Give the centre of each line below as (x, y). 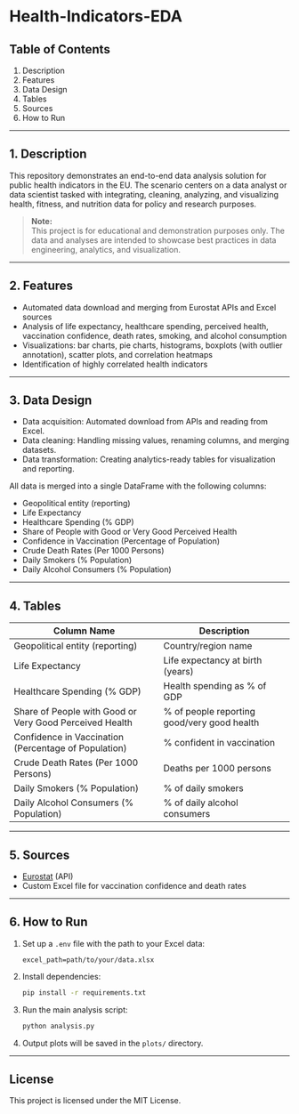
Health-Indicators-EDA (96, 16)
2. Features (41, 286)
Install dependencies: (61, 976)
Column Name (84, 631)
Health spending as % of (215, 686)
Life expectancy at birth (213, 660)
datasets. (39, 450)
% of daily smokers (204, 788)
